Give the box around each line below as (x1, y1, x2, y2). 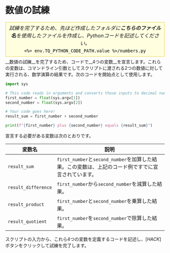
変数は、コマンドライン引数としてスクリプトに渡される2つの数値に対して (9, 65, 163, 71)
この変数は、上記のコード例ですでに (67, 163, 153, 171)
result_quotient (8, 219, 47, 225)
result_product (8, 202, 45, 207)
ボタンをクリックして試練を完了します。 (5, 242, 90, 248)
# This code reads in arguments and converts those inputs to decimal (5, 91, 157, 96)
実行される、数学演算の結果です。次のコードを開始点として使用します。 (5, 71, 155, 77)
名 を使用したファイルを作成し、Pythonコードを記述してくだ (11, 32, 154, 39)
